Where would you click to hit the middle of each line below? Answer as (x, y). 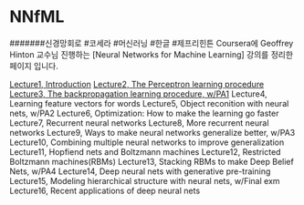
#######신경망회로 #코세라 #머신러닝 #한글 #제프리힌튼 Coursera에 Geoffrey (152, 43)
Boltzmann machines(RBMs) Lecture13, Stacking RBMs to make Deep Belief (152, 161)
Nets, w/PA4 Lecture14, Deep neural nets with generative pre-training (140, 171)
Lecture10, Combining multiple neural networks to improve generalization (147, 142)
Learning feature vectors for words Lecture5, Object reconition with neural (149, 103)
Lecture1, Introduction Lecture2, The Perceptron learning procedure (137, 84)
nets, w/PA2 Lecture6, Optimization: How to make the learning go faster (144, 113)
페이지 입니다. (34, 66)
